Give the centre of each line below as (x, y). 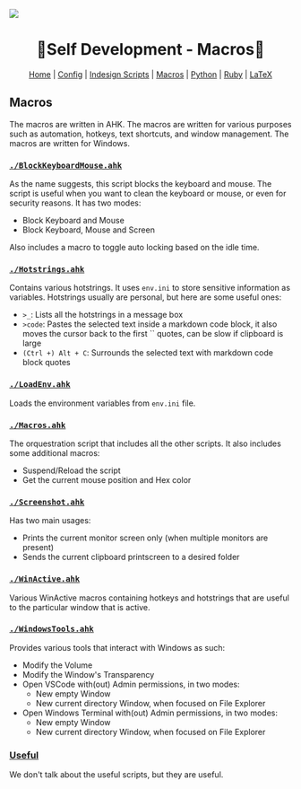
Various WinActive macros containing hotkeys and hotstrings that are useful (149, 598)
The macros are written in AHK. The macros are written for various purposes (151, 124)
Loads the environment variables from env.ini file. (103, 403)
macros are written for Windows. (69, 143)
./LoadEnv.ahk (40, 385)
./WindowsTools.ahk (52, 629)
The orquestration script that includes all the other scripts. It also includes (146, 443)
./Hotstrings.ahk (47, 269)
